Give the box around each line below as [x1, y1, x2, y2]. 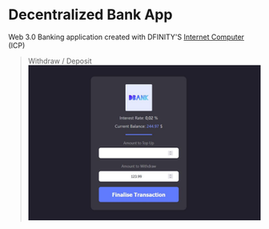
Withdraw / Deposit [27, 56, 92, 66]
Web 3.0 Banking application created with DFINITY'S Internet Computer [8, 32, 245, 42]
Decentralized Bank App [8, 6, 173, 24]
